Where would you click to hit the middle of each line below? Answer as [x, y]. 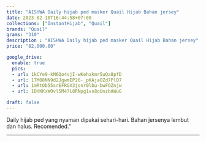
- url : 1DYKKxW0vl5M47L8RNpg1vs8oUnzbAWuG [67, 92]
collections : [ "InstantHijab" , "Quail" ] [59, 23]
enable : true [29, 63]
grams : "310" [23, 35]
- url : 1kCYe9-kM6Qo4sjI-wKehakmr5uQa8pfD [67, 74]
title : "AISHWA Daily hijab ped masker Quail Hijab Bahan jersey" [93, 12]
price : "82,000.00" [31, 47]
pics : [19, 69]
